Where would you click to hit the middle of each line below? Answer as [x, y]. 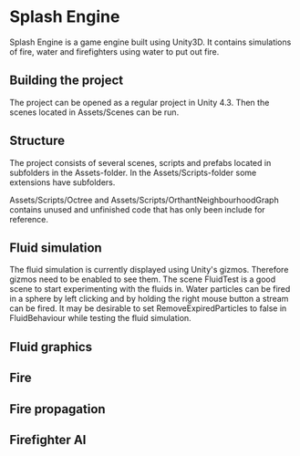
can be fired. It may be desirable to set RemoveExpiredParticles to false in [148, 308]
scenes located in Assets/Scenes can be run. [94, 112]
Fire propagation [58, 409]
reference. [29, 219]
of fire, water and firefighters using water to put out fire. [114, 51]
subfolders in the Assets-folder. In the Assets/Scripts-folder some [133, 172]
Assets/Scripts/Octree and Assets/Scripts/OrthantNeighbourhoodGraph [145, 200]
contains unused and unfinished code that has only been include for [138, 209]
